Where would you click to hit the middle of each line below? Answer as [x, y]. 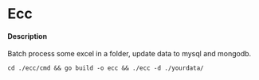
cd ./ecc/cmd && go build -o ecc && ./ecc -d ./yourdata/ [106, 68]
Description [27, 36]
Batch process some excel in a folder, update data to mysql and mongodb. [129, 54]
